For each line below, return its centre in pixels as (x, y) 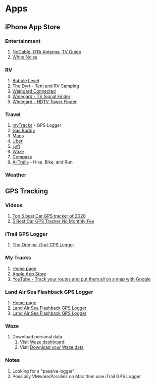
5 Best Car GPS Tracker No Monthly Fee (53, 221)
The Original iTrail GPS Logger (43, 245)
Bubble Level (26, 81)
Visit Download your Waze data (52, 347)
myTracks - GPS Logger (37, 125)
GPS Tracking (26, 191)
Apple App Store (29, 274)
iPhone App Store (33, 27)
